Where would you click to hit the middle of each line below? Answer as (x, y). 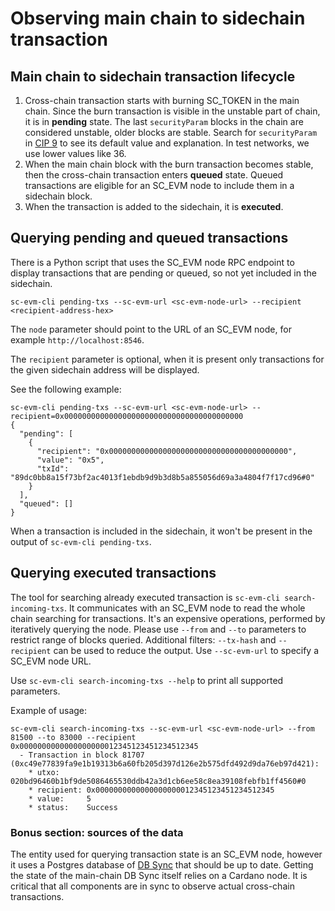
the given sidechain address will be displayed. (105, 369)
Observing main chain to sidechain (158, 18)
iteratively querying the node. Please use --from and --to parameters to (158, 629)
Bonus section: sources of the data (97, 832)
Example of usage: (49, 710)
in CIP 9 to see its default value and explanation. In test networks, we (167, 143)
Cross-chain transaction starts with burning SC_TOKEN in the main (162, 100)
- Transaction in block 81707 (82, 755)
